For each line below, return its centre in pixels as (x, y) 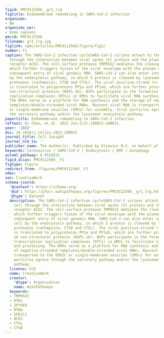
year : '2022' (18, 128)
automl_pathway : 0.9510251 (32, 155)
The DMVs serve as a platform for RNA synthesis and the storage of (81, 101)
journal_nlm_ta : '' (25, 142)
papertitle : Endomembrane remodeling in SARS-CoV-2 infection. (71, 119)
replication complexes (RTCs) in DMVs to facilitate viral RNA (75, 96)
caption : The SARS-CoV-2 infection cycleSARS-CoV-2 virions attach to (78, 55)
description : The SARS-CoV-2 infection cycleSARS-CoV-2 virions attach (84, 201)
